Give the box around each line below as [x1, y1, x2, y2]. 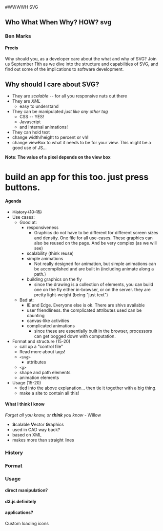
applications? [5, 510, 33, 515]
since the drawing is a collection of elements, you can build [34, 281, 154, 287]
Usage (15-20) [12, 379, 41, 385]
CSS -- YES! [19, 114, 44, 120]
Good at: [19, 219, 37, 225]
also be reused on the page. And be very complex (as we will [34, 240, 157, 246]
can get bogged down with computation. [34, 333, 116, 339]
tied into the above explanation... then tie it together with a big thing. [19, 385, 157, 391]
